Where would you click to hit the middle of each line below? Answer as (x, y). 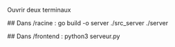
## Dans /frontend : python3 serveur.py (64, 36)
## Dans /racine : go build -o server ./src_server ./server (88, 23)
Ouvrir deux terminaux (39, 10)
